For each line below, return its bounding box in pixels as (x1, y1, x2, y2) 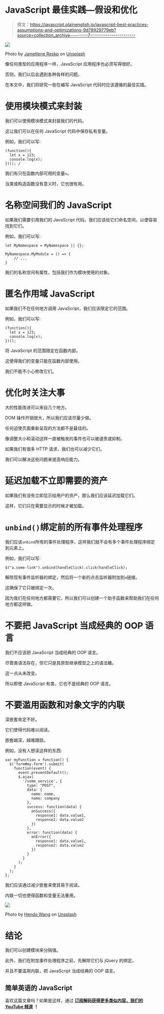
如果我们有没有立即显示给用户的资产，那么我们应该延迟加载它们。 (5, 492, 138, 498)
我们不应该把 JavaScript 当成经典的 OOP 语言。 (5, 649, 101, 655)
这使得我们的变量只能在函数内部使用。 (5, 358, 82, 364)
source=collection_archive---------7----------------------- (17, 32, 136, 38)
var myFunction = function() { (5, 757, 69, 763)
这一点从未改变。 (5, 670, 40, 676)
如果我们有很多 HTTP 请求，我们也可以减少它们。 (5, 446, 105, 452)
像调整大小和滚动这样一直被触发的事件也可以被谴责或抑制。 (5, 436, 125, 441)
